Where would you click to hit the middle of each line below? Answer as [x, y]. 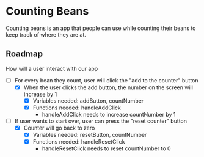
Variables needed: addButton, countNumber [88, 100]
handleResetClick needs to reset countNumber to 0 [107, 148]
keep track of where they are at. [46, 34]
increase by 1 [40, 94]
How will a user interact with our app [52, 68]
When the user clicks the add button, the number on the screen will [108, 87]
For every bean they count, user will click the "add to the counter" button [106, 80]
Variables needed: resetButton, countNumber [90, 135]
